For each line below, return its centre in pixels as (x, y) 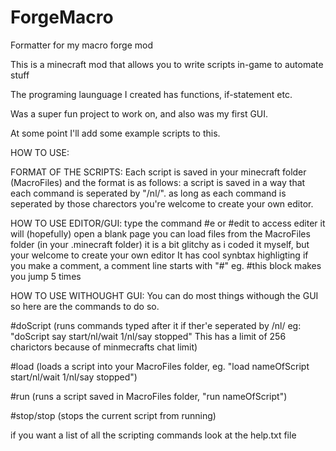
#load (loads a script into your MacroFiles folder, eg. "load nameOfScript (160, 366)
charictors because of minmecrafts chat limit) (104, 347)
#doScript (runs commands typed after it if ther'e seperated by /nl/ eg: (156, 325)
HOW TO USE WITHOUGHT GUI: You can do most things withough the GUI (164, 295)
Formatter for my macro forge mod (81, 45)
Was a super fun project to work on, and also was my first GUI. (139, 113)
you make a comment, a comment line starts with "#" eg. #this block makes (166, 265)
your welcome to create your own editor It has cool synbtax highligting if (159, 255)
